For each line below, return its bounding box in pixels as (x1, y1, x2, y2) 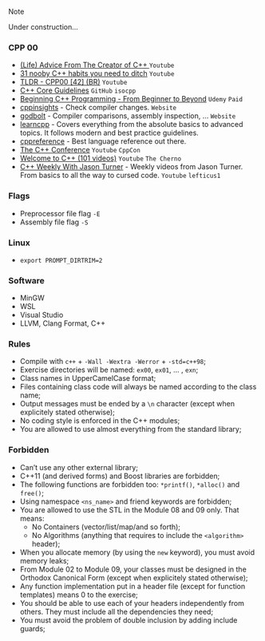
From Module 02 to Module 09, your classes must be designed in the (19, 564, 247, 574)
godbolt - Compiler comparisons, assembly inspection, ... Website (19, 111, 236, 121)
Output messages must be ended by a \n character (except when (19, 399, 235, 409)
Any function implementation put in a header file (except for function (19, 581, 246, 591)
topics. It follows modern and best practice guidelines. (19, 128, 200, 138)
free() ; (19, 488, 44, 497)
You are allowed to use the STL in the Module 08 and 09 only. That (19, 504, 239, 514)
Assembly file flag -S (19, 217, 89, 227)
